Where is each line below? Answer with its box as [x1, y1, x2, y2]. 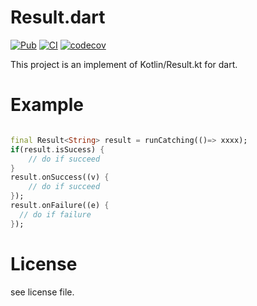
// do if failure [19, 209, 92, 220]
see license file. [10, 286, 75, 298]
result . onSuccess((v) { [10, 172, 110, 183]
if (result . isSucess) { [10, 144, 105, 155]
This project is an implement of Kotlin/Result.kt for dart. [10, 58, 238, 70]
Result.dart [10, 6, 106, 29]
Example [10, 94, 84, 116]
